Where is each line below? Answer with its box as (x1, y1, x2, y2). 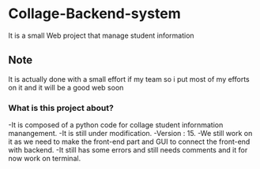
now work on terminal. (8, 154, 81, 163)
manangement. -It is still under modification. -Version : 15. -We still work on (8, 129, 253, 138)
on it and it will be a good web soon (8, 83, 124, 92)
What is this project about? (8, 102, 115, 113)
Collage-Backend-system (8, 5, 181, 23)
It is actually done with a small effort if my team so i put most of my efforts (8, 74, 251, 83)
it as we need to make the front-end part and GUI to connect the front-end (8, 137, 251, 146)
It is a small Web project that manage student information (8, 31, 195, 40)
